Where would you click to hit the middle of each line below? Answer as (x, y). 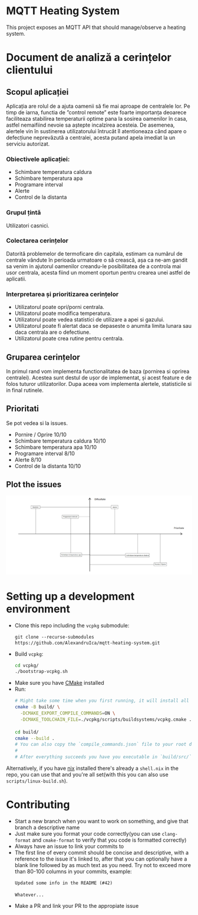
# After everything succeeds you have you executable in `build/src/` (103, 757)
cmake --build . (34, 738)
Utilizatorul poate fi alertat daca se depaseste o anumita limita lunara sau (103, 326)
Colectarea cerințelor (37, 241)
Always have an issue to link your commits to (69, 846)
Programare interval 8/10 (45, 453)
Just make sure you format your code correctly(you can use (88, 834)
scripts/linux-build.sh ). (37, 781)
